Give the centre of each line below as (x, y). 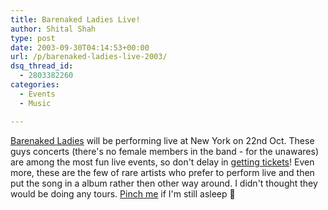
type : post (33, 38)
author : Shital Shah (53, 29)
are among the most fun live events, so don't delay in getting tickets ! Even (162, 162)
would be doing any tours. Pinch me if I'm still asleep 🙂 (123, 193)
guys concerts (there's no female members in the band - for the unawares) (165, 151)
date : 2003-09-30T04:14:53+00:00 (80, 47)
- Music (35, 103)
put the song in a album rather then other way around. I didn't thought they (164, 183)
